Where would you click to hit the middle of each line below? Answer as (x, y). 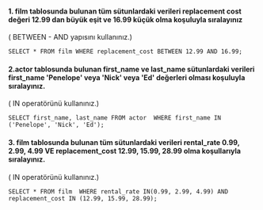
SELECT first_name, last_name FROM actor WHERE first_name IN (115, 118)
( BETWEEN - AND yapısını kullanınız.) (71, 37)
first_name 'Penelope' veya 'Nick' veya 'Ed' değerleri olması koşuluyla (127, 77)
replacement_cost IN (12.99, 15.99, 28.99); (83, 198)
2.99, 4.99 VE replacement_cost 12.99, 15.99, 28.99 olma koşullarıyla (125, 151)
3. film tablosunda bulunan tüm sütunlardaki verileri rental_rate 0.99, (124, 142)
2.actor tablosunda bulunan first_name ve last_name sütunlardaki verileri (131, 69)
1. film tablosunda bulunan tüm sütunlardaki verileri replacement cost (125, 11)
